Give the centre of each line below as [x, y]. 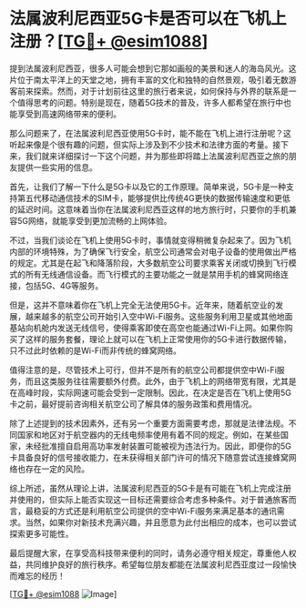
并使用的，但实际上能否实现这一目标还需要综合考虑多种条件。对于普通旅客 [149, 499]
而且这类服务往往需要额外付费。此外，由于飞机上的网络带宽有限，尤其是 [161, 381]
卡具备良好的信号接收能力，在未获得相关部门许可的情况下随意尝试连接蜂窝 [149, 457]
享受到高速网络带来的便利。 [69, 114]
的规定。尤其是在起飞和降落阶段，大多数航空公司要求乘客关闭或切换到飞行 [149, 263]
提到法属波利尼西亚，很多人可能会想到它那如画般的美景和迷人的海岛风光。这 [153, 68]
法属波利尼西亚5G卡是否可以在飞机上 [148, 19]
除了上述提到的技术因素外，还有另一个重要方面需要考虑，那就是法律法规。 [149, 423]
